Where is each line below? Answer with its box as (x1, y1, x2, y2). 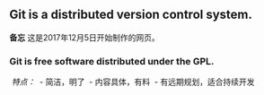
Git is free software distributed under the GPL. (9, 55, 215, 67)
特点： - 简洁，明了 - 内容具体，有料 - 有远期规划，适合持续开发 (11, 76, 255, 88)
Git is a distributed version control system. (9, 7, 253, 22)
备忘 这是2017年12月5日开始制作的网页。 (9, 31, 160, 43)
